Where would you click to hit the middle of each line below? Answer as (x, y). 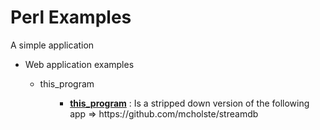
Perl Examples (71, 17)
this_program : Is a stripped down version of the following (189, 103)
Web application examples (79, 64)
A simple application (52, 45)
